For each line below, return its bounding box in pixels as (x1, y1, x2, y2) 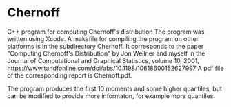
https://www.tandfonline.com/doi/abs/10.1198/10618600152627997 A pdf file (7, 64, 224, 72)
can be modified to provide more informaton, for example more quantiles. (7, 91, 216, 100)
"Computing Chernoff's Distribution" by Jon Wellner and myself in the (7, 49, 205, 58)
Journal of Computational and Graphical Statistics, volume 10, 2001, (7, 56, 200, 64)
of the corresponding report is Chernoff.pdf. (7, 71, 132, 80)
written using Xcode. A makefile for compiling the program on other (7, 34, 199, 43)
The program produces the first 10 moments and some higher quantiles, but (7, 84, 222, 93)
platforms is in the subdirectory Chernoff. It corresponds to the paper (7, 42, 204, 50)
